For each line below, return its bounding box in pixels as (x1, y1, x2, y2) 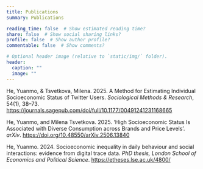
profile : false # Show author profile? (6, 37, 111, 43)
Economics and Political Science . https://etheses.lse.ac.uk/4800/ (6, 156, 171, 163)
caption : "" (12, 64, 43, 71)
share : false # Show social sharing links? (6, 31, 121, 37)
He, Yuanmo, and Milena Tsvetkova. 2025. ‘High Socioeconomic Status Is (6, 118, 191, 125)
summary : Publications (6, 15, 64, 21)
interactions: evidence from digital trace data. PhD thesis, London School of (6, 150, 197, 157)
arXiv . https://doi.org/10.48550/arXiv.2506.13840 (6, 131, 130, 139)
